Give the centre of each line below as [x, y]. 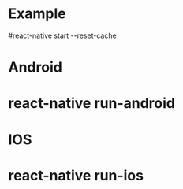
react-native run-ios [76, 175]
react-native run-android [92, 104]
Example [37, 14]
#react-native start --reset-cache [62, 35]
